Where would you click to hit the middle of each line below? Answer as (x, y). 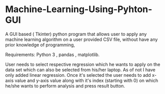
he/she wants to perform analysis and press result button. (65, 86)
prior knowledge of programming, (40, 44)
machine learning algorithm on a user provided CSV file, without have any (81, 39)
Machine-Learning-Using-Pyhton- (79, 9)
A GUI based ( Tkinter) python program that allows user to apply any (76, 34)
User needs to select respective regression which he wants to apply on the (83, 64)
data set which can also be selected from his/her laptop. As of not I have (80, 70)
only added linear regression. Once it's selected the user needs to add (78, 75)
